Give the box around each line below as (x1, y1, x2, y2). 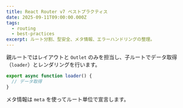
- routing (11, 25, 36, 32)
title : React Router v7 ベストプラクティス (6, 8, 108, 15)
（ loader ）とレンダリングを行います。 (6, 61, 100, 68)
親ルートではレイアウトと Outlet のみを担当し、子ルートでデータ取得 (6, 54, 178, 60)
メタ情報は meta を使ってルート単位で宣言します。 (6, 95, 130, 103)
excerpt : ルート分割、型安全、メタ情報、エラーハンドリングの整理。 (6, 36, 155, 42)
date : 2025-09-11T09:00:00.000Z (6, 14, 87, 20)
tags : (6, 20, 20, 26)
